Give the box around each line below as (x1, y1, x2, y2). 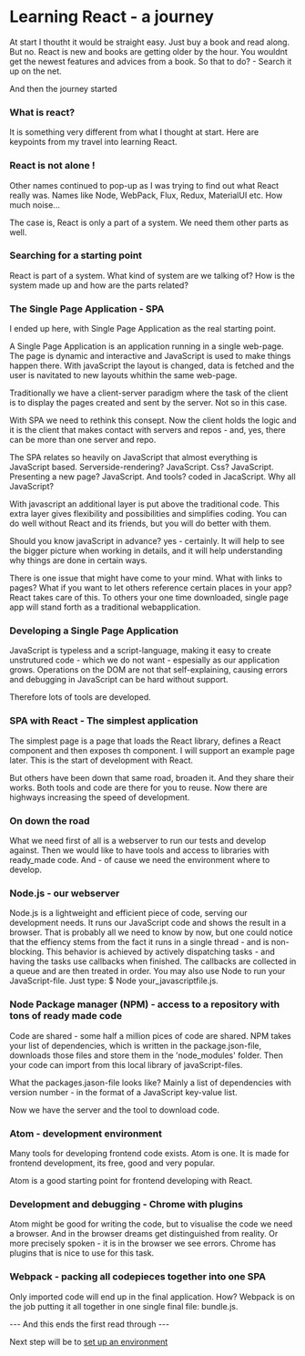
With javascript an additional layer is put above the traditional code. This (9, 498, 280, 509)
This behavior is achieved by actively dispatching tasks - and (46, 946, 275, 958)
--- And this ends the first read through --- (9, 1319, 170, 1330)
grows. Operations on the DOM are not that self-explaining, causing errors (9, 664, 289, 675)
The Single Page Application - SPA (9, 303, 165, 315)
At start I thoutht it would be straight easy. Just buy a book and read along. (9, 36, 290, 47)
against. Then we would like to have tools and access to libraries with (9, 845, 269, 856)
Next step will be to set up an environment (9, 1336, 168, 1347)
